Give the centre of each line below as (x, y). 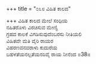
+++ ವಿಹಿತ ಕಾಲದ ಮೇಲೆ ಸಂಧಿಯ (37, 21)
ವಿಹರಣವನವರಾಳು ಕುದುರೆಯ (32, 48)
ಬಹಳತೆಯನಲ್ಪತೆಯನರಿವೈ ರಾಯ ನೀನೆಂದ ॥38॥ (48, 54)
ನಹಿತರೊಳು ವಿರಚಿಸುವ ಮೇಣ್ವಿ (32, 27)
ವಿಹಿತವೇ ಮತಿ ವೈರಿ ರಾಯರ (30, 41)
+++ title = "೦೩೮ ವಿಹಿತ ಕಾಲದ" (38, 9)
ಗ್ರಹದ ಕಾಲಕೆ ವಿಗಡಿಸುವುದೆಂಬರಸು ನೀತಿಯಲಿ (44, 34)
